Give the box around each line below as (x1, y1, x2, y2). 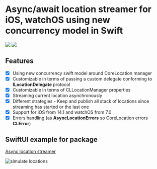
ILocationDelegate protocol (12, 81, 70, 88)
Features (5, 57, 34, 65)
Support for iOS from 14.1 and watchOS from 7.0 (12, 109, 112, 115)
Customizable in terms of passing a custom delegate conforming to (12, 75, 152, 81)
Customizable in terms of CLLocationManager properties (12, 87, 131, 93)
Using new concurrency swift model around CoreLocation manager (12, 70, 152, 76)
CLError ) (12, 121, 31, 127)
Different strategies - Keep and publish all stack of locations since (12, 98, 149, 104)
